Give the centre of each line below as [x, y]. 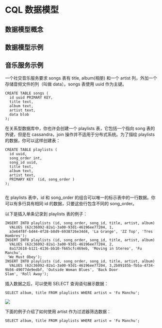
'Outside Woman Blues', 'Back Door [82, 270]
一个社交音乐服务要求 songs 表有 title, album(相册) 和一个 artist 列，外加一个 [81, 78]
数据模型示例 [24, 47]
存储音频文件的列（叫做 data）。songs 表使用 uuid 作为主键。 [66, 84]
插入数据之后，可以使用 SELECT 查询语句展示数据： [57, 283]
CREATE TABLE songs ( [27, 93]
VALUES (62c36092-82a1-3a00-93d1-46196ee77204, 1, [62, 227]
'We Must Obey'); [24, 257]
